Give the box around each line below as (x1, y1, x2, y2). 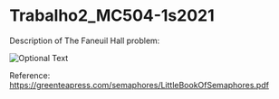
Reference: (9, 69, 51, 81)
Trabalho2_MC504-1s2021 (9, 5, 215, 26)
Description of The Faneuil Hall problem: (9, 35, 160, 46)
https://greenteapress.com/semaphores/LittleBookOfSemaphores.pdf (9, 79, 270, 90)
